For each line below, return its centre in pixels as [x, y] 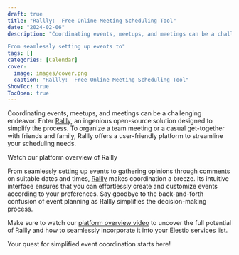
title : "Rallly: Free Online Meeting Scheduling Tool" [92, 21]
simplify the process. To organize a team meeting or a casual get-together [116, 128]
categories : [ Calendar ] [43, 60]
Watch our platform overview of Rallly [62, 157]
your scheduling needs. [42, 144]
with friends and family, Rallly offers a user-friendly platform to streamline [115, 136]
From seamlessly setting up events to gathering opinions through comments [119, 171]
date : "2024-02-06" [36, 27]
